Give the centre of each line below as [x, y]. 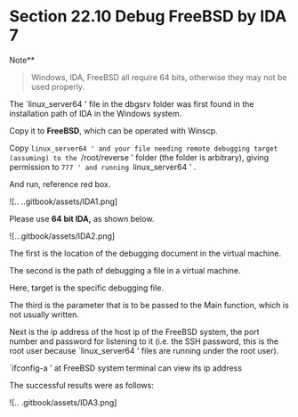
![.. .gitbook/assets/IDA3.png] [63, 402]
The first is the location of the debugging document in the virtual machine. [145, 253]
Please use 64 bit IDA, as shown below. [82, 218]
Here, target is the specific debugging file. [87, 288]
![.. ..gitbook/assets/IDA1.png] [64, 201]
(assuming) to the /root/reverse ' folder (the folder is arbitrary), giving [139, 157]
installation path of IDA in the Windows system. [96, 113]
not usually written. [44, 315]
